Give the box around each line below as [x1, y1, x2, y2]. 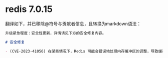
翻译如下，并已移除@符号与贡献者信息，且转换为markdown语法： [5, 20, 141, 26]
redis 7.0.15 [5, 3, 53, 15]
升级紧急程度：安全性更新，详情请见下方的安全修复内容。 [5, 30, 106, 35]
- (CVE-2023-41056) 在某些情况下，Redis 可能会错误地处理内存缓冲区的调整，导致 [5, 48, 159, 53]
